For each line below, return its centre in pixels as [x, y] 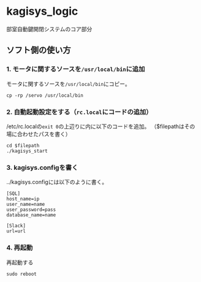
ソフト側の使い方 [39, 50]
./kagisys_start [27, 151]
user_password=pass [31, 210]
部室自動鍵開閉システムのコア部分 [49, 29]
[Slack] [16, 226]
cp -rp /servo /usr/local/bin [45, 95]
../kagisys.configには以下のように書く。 [57, 182]
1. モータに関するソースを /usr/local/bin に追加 [76, 69]
